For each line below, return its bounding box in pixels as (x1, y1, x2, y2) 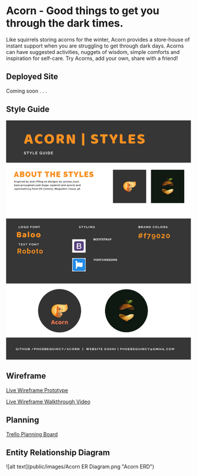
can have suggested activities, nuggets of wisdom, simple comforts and (6, 48, 180, 55)
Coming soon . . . (6, 87, 47, 94)
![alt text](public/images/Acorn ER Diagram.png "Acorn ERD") (6, 463, 154, 470)
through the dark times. (6, 16, 124, 30)
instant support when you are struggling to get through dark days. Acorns (6, 42, 184, 49)
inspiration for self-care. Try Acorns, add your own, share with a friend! (6, 55, 178, 62)
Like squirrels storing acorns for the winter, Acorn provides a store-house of (6, 36, 190, 43)
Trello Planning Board (6, 430, 58, 438)
